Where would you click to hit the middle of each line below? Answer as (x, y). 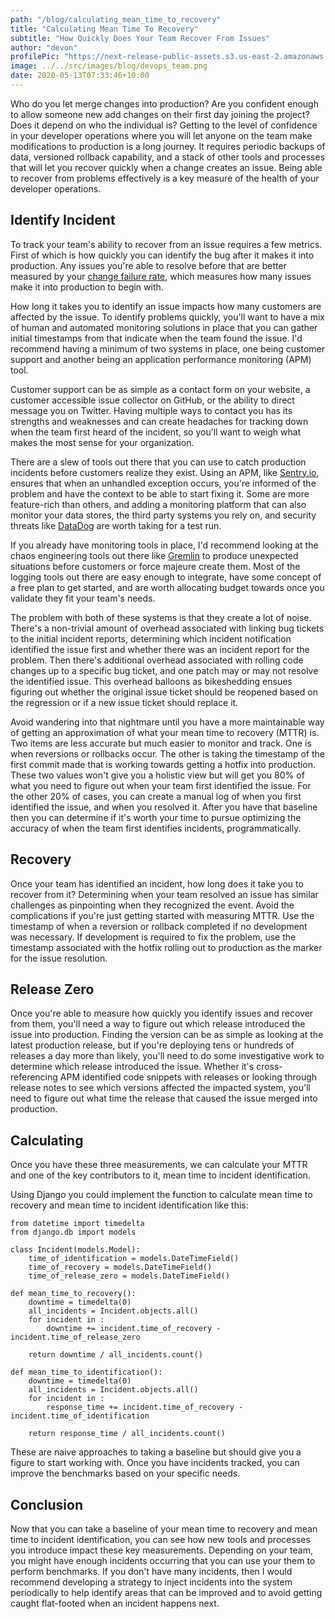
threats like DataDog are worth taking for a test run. (116, 525)
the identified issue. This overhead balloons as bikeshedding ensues (151, 681)
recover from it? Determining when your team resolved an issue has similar (164, 894)
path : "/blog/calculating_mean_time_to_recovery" (116, 19)
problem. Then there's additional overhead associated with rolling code (157, 660)
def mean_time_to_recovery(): (73, 1294)
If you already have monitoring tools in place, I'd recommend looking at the (164, 545)
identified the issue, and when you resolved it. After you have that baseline (164, 807)
